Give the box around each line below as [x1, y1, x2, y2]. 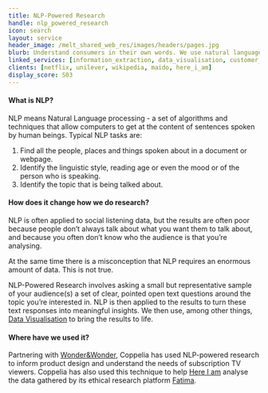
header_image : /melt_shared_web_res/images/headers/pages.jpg [8, 41, 219, 49]
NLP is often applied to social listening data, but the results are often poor [8, 216, 250, 226]
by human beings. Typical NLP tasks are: [8, 130, 143, 140]
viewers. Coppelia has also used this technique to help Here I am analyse [8, 367, 249, 377]
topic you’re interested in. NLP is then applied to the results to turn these [8, 297, 246, 307]
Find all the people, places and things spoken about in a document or [19, 145, 247, 155]
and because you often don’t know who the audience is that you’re [8, 233, 227, 242]
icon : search [8, 26, 52, 34]
